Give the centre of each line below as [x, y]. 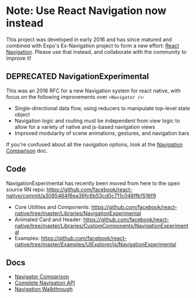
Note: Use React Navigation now [86, 11]
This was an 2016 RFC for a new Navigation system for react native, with [94, 90]
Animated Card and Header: [48, 219]
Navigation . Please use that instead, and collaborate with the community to [96, 52]
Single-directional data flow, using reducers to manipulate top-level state [102, 108]
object [22, 114]
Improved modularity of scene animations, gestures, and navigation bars [102, 133]
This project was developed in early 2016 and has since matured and [89, 39]
